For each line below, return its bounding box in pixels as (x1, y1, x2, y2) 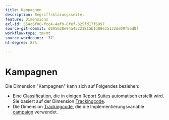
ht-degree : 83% (5, 40, 37, 45)
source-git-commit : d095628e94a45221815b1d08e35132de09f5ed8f (5, 26, 139, 31)
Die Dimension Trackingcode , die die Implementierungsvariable (12, 103, 145, 109)
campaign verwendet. (12, 109, 58, 115)
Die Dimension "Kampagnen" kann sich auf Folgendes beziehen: (5, 83, 140, 89)
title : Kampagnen (5, 7, 42, 13)
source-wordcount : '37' (5, 36, 55, 41)
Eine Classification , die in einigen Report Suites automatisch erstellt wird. (12, 93, 164, 99)
